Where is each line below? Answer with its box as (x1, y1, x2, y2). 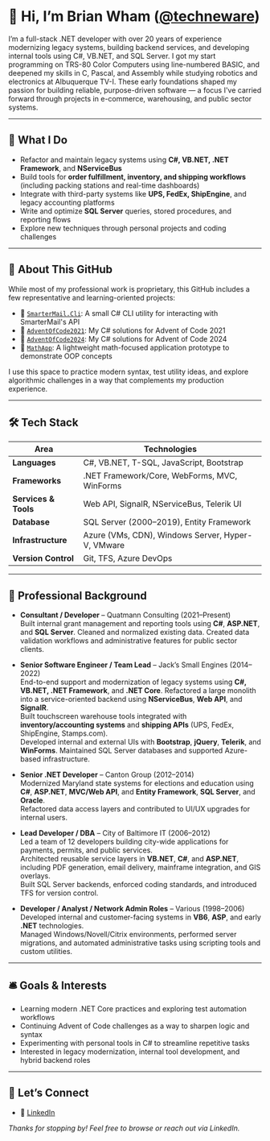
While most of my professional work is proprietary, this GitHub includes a (8, 284, 251, 293)
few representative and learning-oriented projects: (8, 293, 175, 302)
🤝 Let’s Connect (8, 1086, 89, 1100)
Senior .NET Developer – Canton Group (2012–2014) (19, 770, 194, 780)
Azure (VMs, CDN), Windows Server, (83, 529, 223, 541)
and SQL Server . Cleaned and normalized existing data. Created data (19, 628, 250, 637)
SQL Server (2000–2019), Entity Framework (83, 517, 252, 528)
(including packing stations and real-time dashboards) (19, 180, 200, 190)
